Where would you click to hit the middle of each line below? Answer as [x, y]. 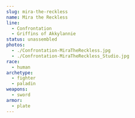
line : [13, 23]
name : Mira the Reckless [37, 17]
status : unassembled [32, 39]
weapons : [17, 89]
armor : [14, 100]
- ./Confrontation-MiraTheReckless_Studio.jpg [70, 56]
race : [13, 61]
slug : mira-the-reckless [37, 12]
